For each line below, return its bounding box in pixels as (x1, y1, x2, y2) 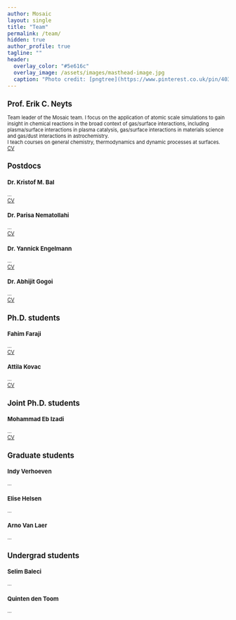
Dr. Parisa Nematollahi (7, 212, 70, 219)
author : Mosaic (7, 10, 52, 18)
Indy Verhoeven (7, 467, 52, 475)
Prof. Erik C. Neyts (7, 99, 72, 109)
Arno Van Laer (7, 522, 48, 529)
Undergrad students (7, 550, 79, 560)
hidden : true (7, 37, 46, 44)
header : (7, 56, 30, 63)
